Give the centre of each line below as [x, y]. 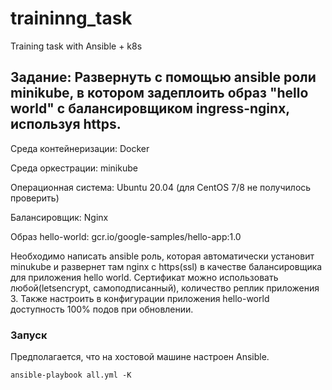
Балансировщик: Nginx [59, 217]
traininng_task [71, 18]
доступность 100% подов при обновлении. [102, 309]
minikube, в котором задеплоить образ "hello [159, 93]
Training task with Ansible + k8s [76, 46]
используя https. [66, 124]
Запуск [29, 335]
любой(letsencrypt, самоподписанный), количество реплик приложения [165, 288]
